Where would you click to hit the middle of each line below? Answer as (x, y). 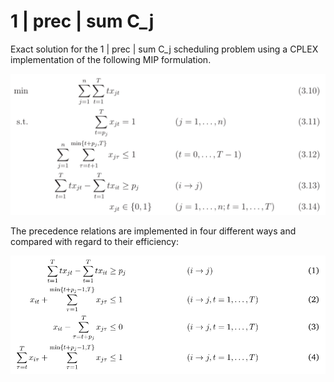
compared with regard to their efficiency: (94, 242)
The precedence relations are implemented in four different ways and (153, 231)
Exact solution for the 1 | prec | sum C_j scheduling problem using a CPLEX (164, 49)
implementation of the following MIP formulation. (111, 59)
